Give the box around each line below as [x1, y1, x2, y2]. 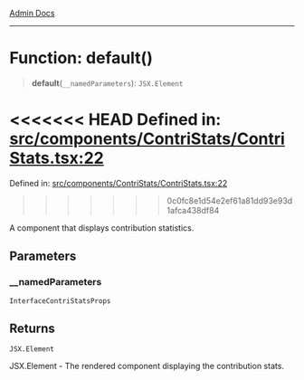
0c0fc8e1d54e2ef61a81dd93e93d [166, 195, 293, 206]
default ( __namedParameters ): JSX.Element [31, 77, 184, 89]
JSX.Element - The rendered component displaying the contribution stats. [9, 361, 285, 372]
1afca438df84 [166, 204, 220, 215]
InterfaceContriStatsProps [9, 296, 111, 306]
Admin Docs [9, 8, 55, 18]
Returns [9, 320, 56, 336]
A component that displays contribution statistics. [9, 222, 195, 233]
